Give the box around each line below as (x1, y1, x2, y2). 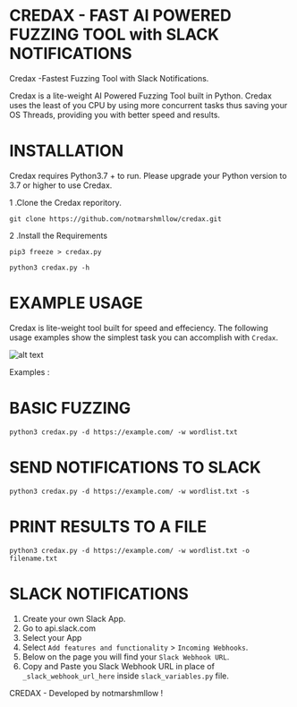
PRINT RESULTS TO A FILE (9, 516, 208, 537)
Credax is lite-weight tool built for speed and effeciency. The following (9, 322, 268, 333)
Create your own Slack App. (21, 613, 126, 624)
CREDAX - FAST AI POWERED (9, 5, 233, 26)
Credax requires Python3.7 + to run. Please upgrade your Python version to (9, 170, 288, 181)
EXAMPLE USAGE (9, 293, 143, 313)
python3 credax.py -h (9, 263, 90, 272)
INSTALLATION (9, 141, 123, 161)
